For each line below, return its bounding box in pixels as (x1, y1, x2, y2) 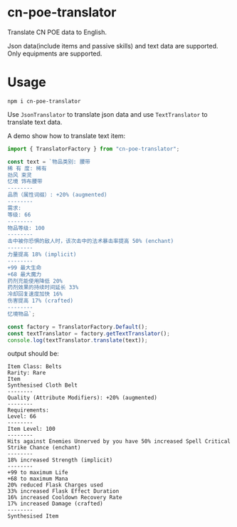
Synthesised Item (7, 513, 59, 520)
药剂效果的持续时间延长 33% (7, 284, 79, 291)
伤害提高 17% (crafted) (7, 297, 73, 305)
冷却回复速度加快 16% (7, 291, 63, 298)
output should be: (7, 350, 59, 358)
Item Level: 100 (7, 425, 56, 433)
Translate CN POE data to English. (7, 28, 107, 36)
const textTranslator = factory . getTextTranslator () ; (7, 330, 171, 337)
